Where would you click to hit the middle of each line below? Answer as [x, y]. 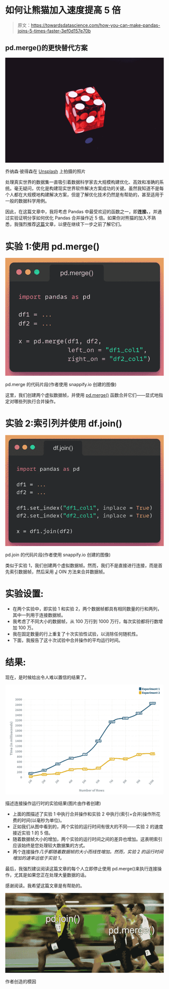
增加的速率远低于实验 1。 [38, 858]
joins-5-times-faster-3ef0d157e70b [54, 31]
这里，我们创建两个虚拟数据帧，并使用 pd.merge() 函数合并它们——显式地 [82, 395]
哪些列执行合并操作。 [36, 401]
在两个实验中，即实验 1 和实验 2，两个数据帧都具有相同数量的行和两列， [87, 608]
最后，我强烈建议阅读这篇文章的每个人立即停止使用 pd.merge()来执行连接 [81, 868]
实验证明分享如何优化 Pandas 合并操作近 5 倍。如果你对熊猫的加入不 [80, 218]
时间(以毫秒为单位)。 [43, 820]
